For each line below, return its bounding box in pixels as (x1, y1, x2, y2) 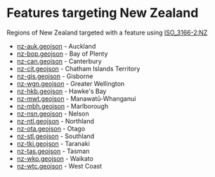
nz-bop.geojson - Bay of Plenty (16, 49, 108, 58)
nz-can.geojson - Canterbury (16, 56, 103, 65)
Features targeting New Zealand (6, 5, 199, 21)
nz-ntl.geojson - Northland (16, 116, 94, 125)
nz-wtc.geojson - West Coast (16, 161, 103, 170)
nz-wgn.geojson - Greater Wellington (16, 79, 125, 87)
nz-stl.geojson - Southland (16, 132, 95, 140)
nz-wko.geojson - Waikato (16, 154, 94, 163)
